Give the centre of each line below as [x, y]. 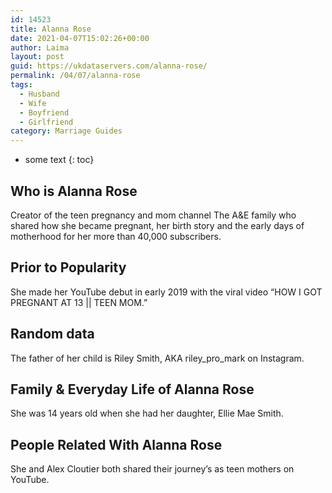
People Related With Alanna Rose [116, 444]
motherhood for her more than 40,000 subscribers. [116, 236]
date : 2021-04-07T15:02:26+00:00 [80, 38]
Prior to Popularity [68, 267]
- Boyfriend [44, 112]
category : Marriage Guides [66, 131]
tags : [21, 85]
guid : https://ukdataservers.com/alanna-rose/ [109, 66]
